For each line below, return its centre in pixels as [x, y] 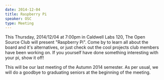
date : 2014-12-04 [23, 10]
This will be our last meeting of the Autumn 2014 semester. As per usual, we [82, 67]
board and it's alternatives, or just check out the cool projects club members [82, 47]
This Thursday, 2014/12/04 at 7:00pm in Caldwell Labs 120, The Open [75, 37]
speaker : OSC [18, 19]
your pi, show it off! [24, 58]
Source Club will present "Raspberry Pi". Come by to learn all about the [77, 42]
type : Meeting [20, 23]
